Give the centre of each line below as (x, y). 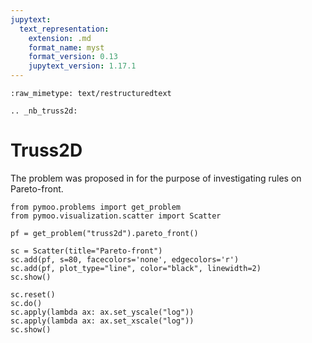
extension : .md (60, 38)
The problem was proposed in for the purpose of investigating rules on (156, 178)
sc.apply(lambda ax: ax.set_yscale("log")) (102, 312)
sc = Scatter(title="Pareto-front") (86, 251)
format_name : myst (66, 47)
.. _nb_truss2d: (44, 111)
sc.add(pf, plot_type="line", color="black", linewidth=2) (136, 268)
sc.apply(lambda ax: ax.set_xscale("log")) (102, 321)
